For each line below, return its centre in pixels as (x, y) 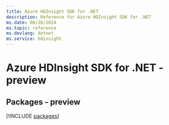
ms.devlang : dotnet (30, 33)
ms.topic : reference (32, 28)
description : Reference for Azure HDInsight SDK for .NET (79, 17)
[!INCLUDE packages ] (33, 116)
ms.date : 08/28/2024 (32, 22)
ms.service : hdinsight (34, 39)
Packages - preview (43, 102)
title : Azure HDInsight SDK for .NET (52, 11)
